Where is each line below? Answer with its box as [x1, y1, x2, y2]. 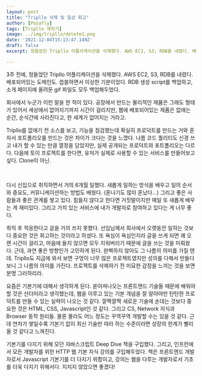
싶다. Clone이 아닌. [6, 156, 51, 164]
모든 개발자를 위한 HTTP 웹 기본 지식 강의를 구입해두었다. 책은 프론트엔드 [12, 348, 184, 355]
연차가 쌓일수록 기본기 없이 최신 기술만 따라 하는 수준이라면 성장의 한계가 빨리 [12, 320, 194, 327]
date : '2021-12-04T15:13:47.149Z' [6, 37, 93, 43]
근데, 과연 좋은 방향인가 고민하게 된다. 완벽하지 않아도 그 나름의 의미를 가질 [14, 247, 189, 254]
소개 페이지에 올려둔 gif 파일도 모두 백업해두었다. [6, 86, 120, 93]
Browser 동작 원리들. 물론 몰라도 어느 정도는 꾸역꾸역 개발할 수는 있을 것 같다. [6, 312, 188, 320]
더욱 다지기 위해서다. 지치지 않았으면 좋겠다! [12, 363, 115, 370]
